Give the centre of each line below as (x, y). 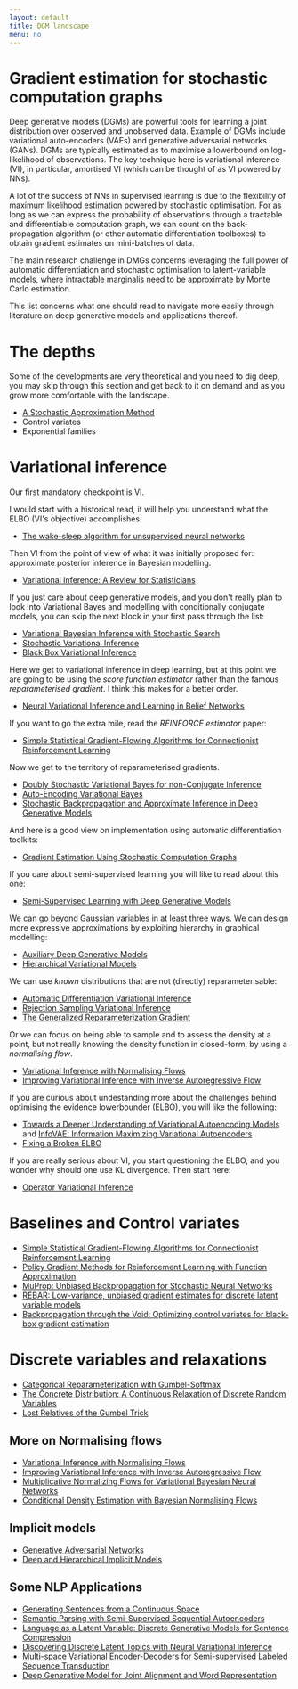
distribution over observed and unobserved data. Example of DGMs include (148, 131)
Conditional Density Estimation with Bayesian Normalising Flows (140, 1500)
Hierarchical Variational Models (79, 964)
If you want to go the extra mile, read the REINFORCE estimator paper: (138, 724)
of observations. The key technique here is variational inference (163, 160)
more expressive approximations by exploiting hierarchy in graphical (134, 928)
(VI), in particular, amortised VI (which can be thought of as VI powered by (145, 169)
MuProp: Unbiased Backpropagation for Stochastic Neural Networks (147, 1286)
